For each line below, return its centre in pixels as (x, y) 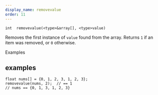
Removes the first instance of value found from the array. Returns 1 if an (79, 37)
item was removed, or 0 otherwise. (41, 42)
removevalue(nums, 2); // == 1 (39, 84)
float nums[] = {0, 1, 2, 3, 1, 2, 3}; (47, 79)
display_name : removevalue (33, 10)
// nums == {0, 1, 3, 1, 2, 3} (38, 88)
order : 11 (15, 14)
